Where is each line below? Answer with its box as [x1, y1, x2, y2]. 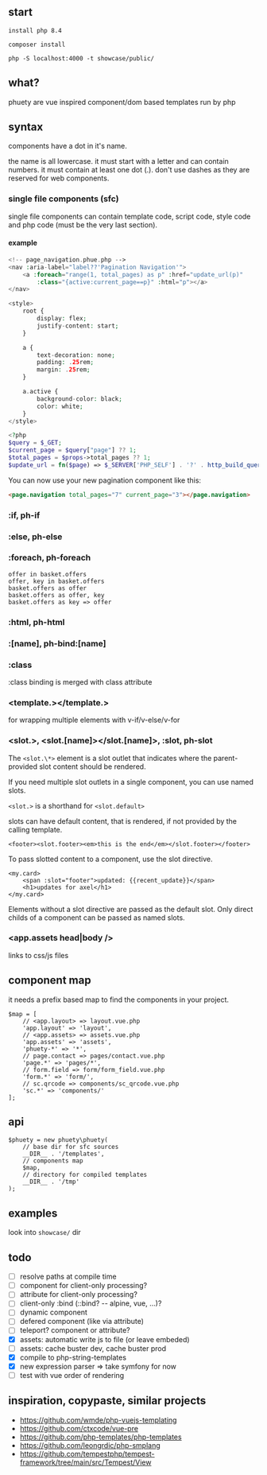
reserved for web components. [8, 173, 110, 183]
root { [22, 307, 44, 316]
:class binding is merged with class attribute [8, 677, 153, 686]
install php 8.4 [8, 26, 62, 34]
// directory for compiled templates [22, 1171, 148, 1179]
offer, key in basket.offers [8, 577, 105, 585]
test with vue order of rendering [19, 1370, 125, 1380]
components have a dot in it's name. [8, 142, 127, 151]
